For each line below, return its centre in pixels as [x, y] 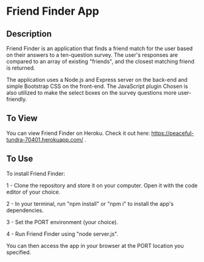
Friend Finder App [53, 11]
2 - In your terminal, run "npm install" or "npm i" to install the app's [90, 203]
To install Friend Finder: [36, 173]
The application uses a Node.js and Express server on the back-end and [97, 80]
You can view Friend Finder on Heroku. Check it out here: [78, 133]
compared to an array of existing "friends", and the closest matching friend [100, 61]
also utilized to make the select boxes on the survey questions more [91, 93]
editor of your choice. [33, 192]
